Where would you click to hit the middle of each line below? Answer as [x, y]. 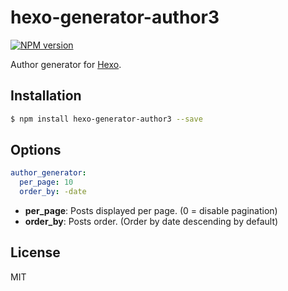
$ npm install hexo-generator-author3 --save [106, 119]
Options [36, 150]
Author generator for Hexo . [66, 64]
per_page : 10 [46, 182]
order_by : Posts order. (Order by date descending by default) [151, 222]
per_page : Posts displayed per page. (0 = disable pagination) [151, 211]
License [35, 252]
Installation [46, 96]
